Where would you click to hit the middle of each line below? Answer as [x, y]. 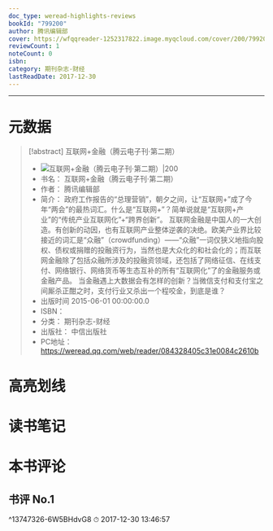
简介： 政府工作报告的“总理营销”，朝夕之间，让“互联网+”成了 [143, 199]
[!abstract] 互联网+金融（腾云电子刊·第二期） [104, 151]
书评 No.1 [32, 499]
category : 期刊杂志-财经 [47, 69]
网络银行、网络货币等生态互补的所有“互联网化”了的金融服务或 [158, 270]
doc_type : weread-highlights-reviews [72, 16]
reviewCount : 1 [34, 46]
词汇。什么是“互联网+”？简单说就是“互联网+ [163, 209]
